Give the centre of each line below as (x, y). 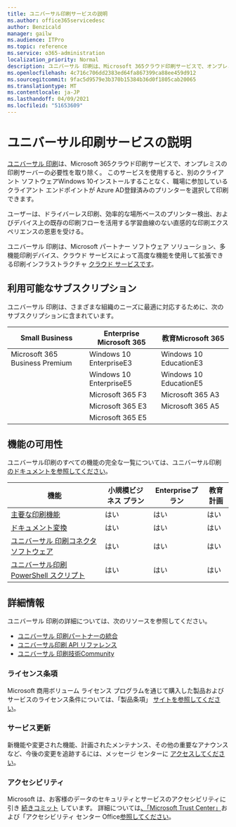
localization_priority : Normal (53, 60)
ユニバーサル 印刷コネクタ (54, 541)
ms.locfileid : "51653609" (45, 106)
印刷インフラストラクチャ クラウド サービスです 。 (85, 264)
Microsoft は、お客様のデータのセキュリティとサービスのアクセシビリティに (117, 799)
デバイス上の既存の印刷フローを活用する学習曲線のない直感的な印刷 (112, 222)
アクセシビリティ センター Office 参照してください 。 (100, 817)
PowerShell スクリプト (48, 575)
